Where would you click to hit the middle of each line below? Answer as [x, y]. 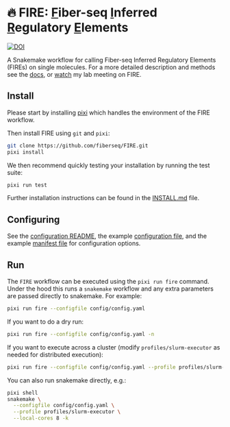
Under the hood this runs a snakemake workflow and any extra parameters [111, 289]
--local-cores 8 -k [41, 418]
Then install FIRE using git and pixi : [59, 133]
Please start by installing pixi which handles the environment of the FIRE [108, 112]
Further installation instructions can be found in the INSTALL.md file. [103, 198]
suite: [15, 172]
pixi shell [23, 393]
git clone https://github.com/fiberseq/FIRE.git [78, 145]
